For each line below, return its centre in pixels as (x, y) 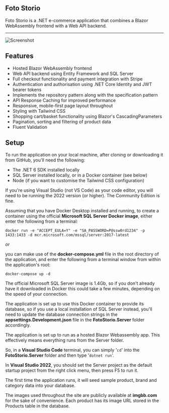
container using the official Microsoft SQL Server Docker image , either (79, 216)
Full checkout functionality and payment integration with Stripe (77, 79)
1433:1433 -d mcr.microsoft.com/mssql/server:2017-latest (67, 235)
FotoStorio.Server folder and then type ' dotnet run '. (60, 355)
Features (19, 56)
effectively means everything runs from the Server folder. (65, 340)
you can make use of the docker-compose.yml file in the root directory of (82, 254)
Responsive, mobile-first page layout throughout (63, 106)
